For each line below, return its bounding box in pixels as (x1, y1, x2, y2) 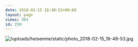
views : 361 (5, 17, 29, 22)
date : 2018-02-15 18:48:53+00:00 (5, 7, 77, 13)
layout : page (5, 12, 33, 17)
